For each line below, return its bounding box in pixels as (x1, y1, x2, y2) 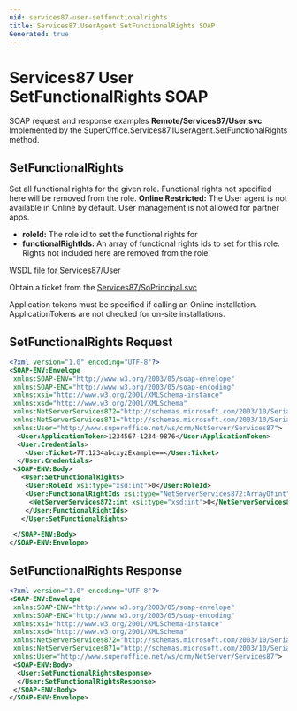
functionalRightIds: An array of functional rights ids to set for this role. (21, 238, 280, 249)
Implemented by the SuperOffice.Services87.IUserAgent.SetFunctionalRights (9, 125, 288, 135)
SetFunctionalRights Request (9, 334, 173, 350)
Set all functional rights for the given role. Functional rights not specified (9, 183, 272, 195)
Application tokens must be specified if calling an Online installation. (9, 299, 258, 310)
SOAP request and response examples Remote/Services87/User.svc (9, 116, 263, 127)
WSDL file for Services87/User (9, 265, 121, 275)
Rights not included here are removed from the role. (21, 248, 210, 259)
